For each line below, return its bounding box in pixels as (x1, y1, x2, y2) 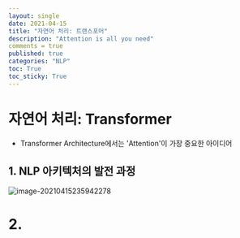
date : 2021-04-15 (8, 19, 67, 28)
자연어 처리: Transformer (8, 110, 172, 128)
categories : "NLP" (8, 58, 71, 66)
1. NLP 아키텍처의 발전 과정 (8, 164, 136, 178)
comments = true (8, 42, 63, 50)
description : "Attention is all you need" (8, 34, 154, 43)
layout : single (8, 11, 60, 20)
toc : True (8, 65, 42, 73)
